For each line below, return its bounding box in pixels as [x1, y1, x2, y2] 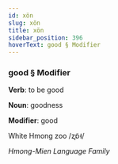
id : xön [8, 11, 34, 20]
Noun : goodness [8, 101, 63, 110]
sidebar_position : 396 [8, 33, 83, 42]
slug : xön [8, 19, 41, 27]
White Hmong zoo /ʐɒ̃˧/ [8, 132, 85, 141]
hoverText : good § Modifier [8, 41, 101, 49]
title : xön [8, 26, 44, 34]
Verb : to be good [8, 85, 65, 95]
